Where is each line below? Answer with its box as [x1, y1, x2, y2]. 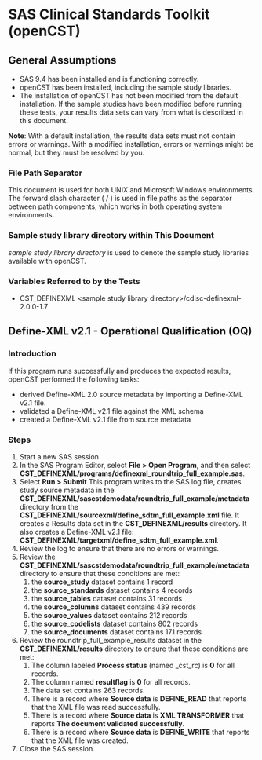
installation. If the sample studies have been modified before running [19, 100, 242, 108]
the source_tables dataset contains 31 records [31, 594, 183, 603]
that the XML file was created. [31, 736, 129, 745]
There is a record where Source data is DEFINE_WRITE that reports [31, 727, 250, 736]
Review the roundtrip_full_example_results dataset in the [19, 635, 202, 645]
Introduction [8, 348, 56, 359]
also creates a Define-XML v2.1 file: [19, 527, 134, 536]
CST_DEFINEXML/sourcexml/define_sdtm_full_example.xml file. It [19, 510, 240, 520]
